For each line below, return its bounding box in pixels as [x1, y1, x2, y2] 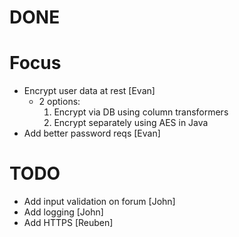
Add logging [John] [23, 206, 104, 218]
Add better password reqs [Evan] [23, 127, 161, 140]
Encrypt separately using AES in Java [53, 117, 209, 129]
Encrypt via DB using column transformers [53, 106, 229, 118]
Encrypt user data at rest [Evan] [23, 85, 156, 97]
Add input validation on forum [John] [23, 196, 176, 208]
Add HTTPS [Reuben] [23, 217, 114, 229]
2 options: [38, 96, 81, 108]
